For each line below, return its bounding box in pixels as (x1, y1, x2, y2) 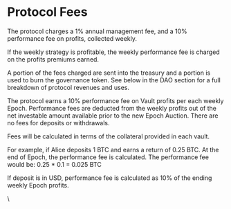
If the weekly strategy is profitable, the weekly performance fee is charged (7, 48, 220, 56)
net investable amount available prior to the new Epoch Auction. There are (7, 111, 219, 120)
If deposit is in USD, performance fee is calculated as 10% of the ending (7, 174, 212, 182)
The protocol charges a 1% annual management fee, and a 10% (7, 27, 188, 35)
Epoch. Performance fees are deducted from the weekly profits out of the (7, 104, 216, 112)
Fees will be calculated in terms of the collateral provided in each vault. (7, 132, 210, 140)
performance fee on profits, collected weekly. (7, 34, 137, 42)
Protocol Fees (7, 4, 88, 20)
